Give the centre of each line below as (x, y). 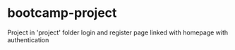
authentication (28, 39)
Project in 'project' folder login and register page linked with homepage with (118, 32)
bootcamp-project (62, 13)
